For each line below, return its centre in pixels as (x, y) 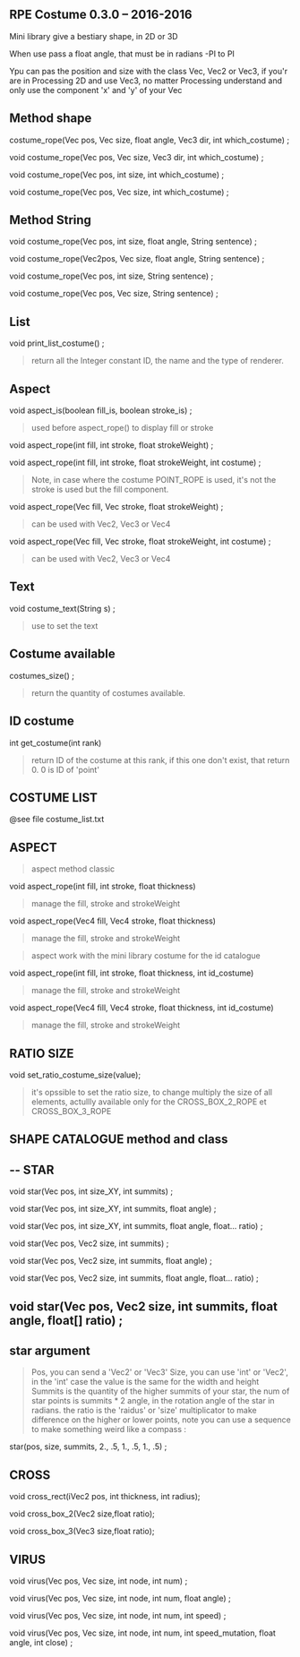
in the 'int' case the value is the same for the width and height (145, 1382)
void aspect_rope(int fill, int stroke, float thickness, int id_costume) (132, 973)
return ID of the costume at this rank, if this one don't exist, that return (160, 760)
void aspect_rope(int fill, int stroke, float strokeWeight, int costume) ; (135, 463)
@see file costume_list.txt (57, 820)
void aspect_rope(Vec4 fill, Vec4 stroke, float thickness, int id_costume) (142, 1008)
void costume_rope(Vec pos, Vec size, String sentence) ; (114, 294)
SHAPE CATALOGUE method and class (119, 1140)
